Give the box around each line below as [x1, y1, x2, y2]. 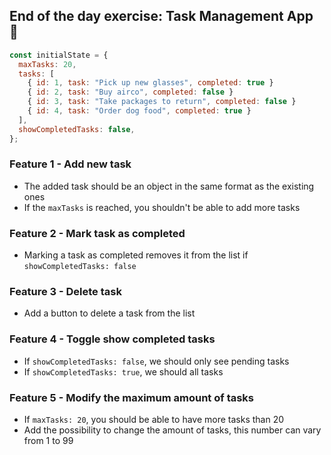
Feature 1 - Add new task [9, 157, 132, 171]
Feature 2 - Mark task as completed [9, 226, 186, 240]
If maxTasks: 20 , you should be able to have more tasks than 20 [23, 414, 285, 426]
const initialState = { [9, 50, 109, 60]
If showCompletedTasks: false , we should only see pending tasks [23, 355, 290, 367]
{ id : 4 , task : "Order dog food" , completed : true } [27, 106, 252, 116]
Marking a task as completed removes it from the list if [23, 249, 249, 261]
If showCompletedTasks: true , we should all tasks [23, 365, 224, 378]
